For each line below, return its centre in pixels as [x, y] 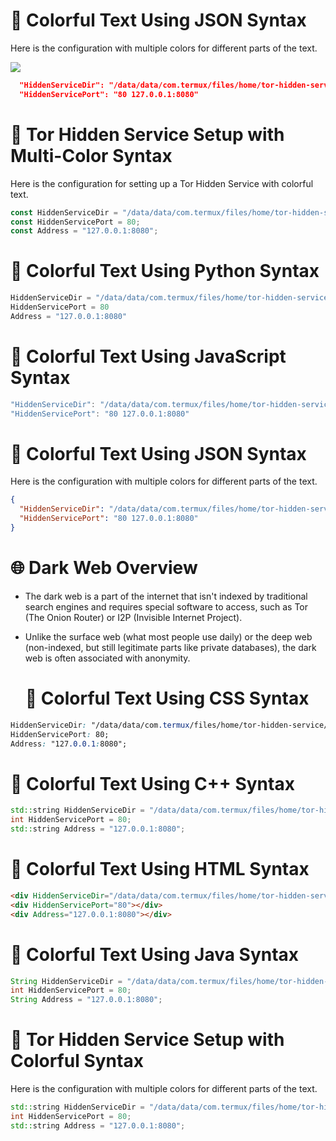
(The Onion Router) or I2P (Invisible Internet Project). [133, 617]
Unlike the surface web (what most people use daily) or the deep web [168, 636]
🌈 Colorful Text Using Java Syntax [155, 954]
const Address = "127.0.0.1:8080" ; [84, 231]
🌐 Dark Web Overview [104, 568]
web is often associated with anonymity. [107, 658]
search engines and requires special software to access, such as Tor [166, 606]
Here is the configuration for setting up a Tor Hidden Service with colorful [162, 183]
